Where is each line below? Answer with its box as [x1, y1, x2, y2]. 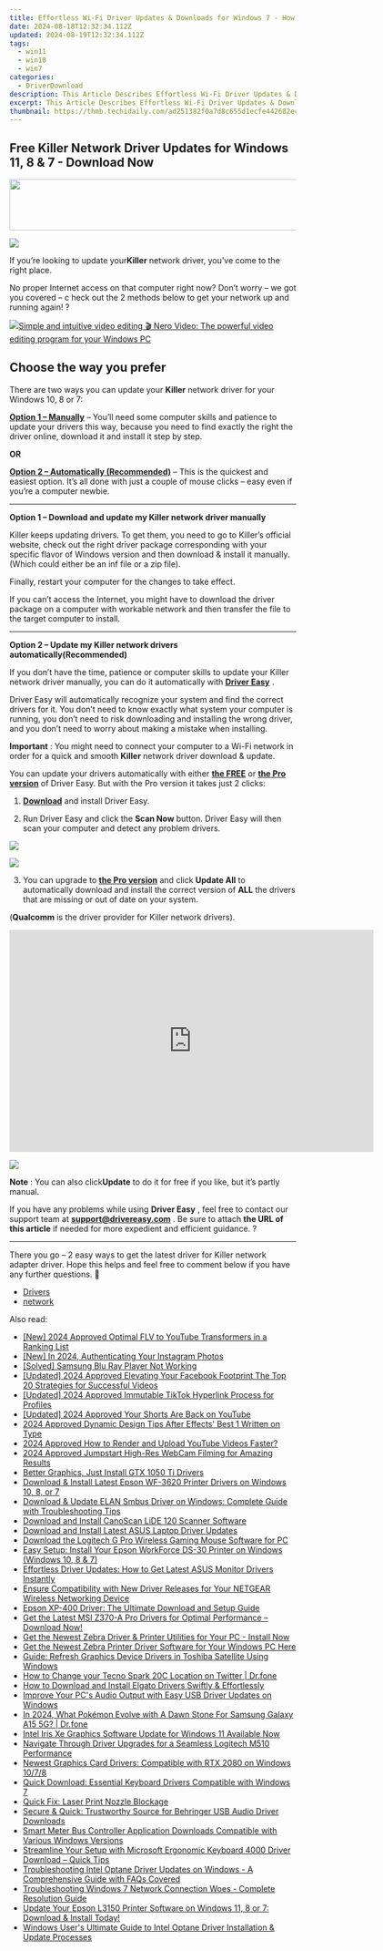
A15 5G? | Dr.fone [22, 1719, 88, 1730]
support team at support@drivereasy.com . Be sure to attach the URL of [9, 1213, 284, 1224]
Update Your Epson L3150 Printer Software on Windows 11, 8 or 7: [22, 1902, 270, 1914]
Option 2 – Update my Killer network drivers [9, 639, 178, 650]
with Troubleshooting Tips [22, 1505, 121, 1516]
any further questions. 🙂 [9, 1268, 100, 1279]
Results [22, 1457, 51, 1468]
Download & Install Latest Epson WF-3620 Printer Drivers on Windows [22, 1476, 287, 1487]
